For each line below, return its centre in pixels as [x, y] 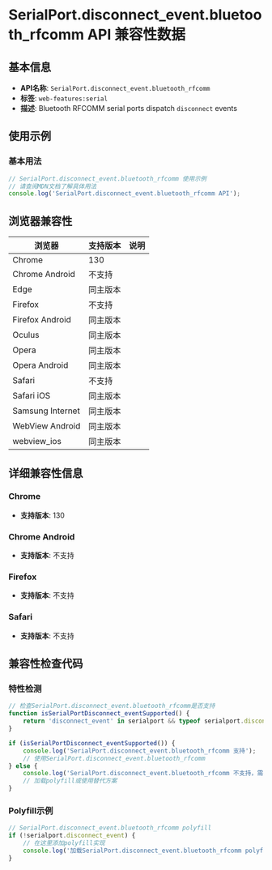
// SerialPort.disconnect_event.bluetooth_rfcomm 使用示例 [108, 179]
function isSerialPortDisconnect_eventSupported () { [99, 714]
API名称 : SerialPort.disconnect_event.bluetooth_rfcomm [115, 88]
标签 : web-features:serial [64, 98]
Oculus [26, 335]
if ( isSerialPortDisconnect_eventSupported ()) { [92, 743]
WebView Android [47, 426]
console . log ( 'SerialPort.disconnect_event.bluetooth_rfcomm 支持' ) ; [140, 751]
